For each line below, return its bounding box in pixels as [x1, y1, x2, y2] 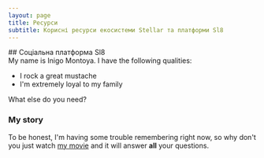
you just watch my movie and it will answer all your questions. [8, 141, 210, 150]
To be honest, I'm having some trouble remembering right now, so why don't [8, 132, 256, 141]
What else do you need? [8, 95, 87, 105]
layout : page [8, 11, 51, 20]
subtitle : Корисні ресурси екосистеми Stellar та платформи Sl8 [8, 26, 224, 34]
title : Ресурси [8, 19, 58, 27]
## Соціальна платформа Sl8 [8, 48, 106, 57]
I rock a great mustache [19, 72, 97, 81]
